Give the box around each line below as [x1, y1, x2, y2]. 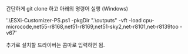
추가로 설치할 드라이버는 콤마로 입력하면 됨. [6, 42, 105, 48]
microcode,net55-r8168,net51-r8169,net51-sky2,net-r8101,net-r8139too [6, 23, 179, 30]
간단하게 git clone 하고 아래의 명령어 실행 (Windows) [6, 5, 128, 12]
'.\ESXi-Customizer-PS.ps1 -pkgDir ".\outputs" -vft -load [6, 17, 142, 23]
